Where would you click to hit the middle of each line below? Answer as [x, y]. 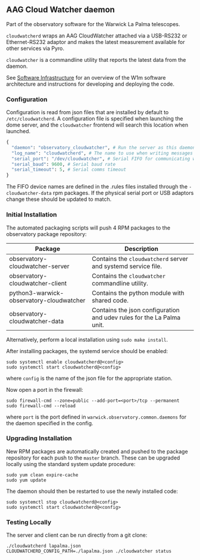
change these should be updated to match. [59, 199]
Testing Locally [29, 522]
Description [141, 248]
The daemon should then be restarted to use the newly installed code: [92, 491]
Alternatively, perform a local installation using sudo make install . [87, 339]
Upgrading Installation [39, 438]
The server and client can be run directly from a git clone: [77, 535]
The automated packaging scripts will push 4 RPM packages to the [88, 228]
